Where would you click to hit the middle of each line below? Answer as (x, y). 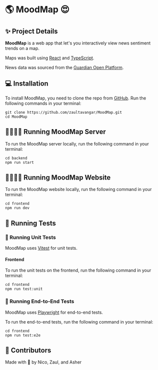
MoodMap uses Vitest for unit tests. (41, 248)
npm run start (20, 162)
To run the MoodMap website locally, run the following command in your (79, 189)
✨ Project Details (32, 31)
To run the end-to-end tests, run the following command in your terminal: (79, 322)
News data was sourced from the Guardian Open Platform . (64, 68)
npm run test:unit (24, 289)
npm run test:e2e (23, 335)
